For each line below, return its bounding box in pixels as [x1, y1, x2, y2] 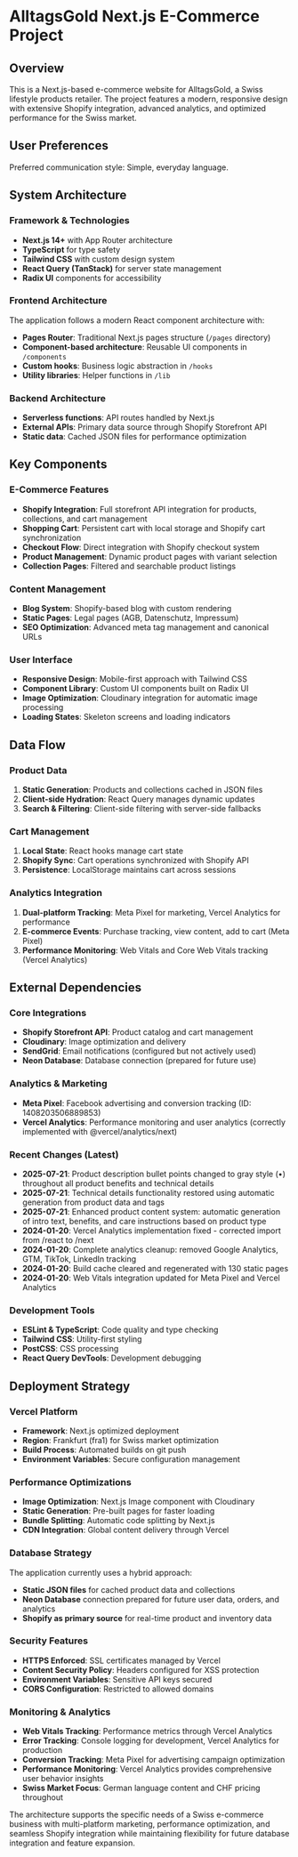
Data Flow [9, 737, 66, 753]
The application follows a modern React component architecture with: [9, 314, 265, 326]
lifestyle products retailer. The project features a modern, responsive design [9, 93, 288, 104]
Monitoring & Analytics [9, 1706, 111, 1718]
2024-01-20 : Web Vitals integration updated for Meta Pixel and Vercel [21, 1272, 280, 1283]
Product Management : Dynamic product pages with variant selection [21, 551, 278, 561]
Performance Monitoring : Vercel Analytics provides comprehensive [21, 1764, 273, 1774]
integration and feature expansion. [9, 1837, 135, 1848]
